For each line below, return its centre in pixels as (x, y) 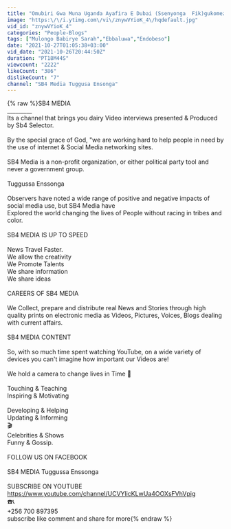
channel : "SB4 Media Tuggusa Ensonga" (63, 84)
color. (15, 220)
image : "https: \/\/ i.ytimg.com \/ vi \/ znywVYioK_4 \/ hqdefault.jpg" (102, 20)
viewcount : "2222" (33, 65)
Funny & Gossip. (30, 443)
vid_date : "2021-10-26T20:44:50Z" (57, 52)
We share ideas (29, 279)
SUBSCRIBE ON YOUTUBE (45, 486)
